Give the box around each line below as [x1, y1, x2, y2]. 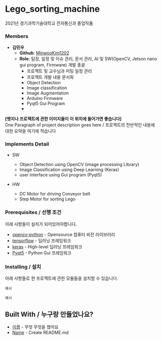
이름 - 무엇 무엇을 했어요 [12, 324, 59, 330]
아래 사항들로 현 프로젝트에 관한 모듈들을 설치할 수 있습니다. [5, 275, 119, 281]
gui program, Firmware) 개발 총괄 [19, 62, 85, 68]
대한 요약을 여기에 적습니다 [5, 128, 56, 134]
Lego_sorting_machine [5, 3, 100, 15]
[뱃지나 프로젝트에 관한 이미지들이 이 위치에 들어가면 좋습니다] [5, 116, 122, 122]
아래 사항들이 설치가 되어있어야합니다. [5, 221, 77, 227]
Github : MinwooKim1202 [19, 50, 69, 56]
